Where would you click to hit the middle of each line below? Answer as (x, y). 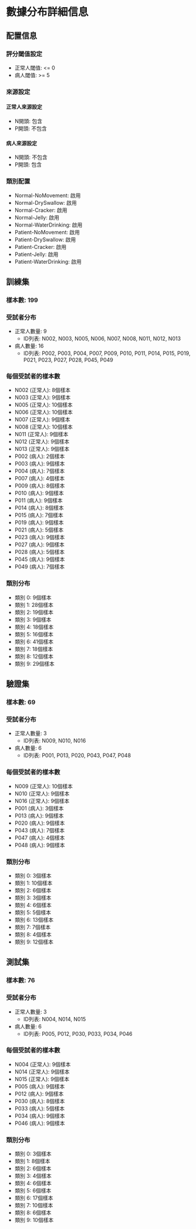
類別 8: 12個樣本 (34, 656)
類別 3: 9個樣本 (33, 619)
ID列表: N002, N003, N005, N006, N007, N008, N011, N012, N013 (102, 338)
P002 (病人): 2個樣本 (40, 456)
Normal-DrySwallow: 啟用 (46, 202)
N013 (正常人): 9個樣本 (42, 449)
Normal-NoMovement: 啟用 (48, 195)
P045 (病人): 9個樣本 (40, 559)
